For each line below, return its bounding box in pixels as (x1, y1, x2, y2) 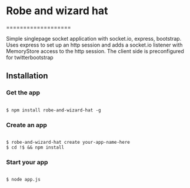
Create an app (6, 121, 47, 129)
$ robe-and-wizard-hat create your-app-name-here (6, 139, 131, 145)
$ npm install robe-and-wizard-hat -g (6, 107, 101, 113)
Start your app (6, 158, 48, 166)
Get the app (6, 88, 40, 97)
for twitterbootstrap (6, 54, 54, 61)
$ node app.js (6, 177, 41, 183)
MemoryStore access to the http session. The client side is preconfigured (6, 47, 184, 54)
